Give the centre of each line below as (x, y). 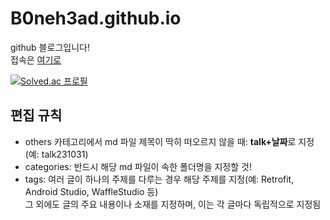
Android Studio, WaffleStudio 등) (91, 191)
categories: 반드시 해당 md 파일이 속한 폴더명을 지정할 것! (138, 166)
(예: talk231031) (56, 154)
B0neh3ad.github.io (96, 18)
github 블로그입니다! (50, 47)
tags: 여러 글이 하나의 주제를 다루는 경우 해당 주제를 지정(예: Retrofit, (159, 179)
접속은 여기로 (36, 59)
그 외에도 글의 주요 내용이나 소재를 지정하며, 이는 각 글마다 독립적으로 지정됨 (173, 204)
